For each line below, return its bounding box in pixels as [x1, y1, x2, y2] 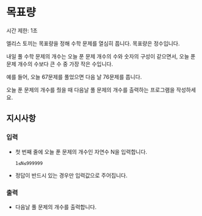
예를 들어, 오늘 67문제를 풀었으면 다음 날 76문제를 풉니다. [6, 73, 142, 80]
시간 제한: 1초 [6, 27, 38, 34]
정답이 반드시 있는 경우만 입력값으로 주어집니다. [15, 172, 128, 179]
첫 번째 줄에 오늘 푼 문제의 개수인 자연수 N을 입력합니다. [15, 148, 148, 155]
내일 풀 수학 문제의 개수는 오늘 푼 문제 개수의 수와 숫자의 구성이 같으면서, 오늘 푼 [6, 52, 196, 60]
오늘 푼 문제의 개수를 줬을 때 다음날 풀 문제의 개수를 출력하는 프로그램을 [6, 86, 175, 93]
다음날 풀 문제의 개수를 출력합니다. [15, 203, 97, 211]
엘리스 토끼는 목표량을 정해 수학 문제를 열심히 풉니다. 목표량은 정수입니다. [6, 40, 180, 47]
